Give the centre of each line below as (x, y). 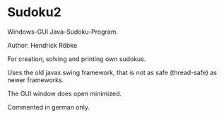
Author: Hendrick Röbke (42, 45)
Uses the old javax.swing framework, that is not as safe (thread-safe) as (112, 72)
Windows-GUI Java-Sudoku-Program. (63, 32)
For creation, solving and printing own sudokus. (77, 59)
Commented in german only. (49, 107)
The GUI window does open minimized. (65, 93)
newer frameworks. (36, 80)
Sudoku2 (34, 12)
